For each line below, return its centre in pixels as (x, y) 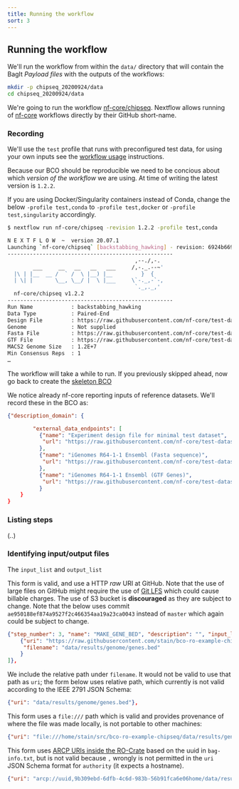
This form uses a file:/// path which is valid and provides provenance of (116, 716)
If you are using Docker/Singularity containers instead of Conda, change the (119, 200)
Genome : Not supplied (62, 327)
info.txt (20, 758)
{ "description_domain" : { (46, 416)
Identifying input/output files (58, 554)
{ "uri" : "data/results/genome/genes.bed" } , (73, 703)
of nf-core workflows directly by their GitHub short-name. (92, 116)
